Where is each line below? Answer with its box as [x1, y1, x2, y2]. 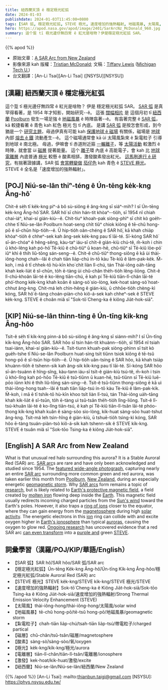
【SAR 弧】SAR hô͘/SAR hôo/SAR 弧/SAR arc [12, 560, 104, 566]
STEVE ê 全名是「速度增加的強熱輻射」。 [5, 166, 88, 172]
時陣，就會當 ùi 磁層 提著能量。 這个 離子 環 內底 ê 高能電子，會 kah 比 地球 [5, 147, 160, 153]
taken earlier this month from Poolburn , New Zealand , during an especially [5, 476, 159, 482]
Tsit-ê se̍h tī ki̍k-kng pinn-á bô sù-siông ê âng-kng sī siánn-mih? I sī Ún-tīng [5, 334, 162, 340]
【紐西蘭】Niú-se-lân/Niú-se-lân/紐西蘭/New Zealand [12, 664, 124, 670]
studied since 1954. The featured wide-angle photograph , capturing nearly [5, 465, 159, 471]
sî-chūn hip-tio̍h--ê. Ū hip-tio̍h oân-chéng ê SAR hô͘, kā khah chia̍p [16, 227, 154, 233]
